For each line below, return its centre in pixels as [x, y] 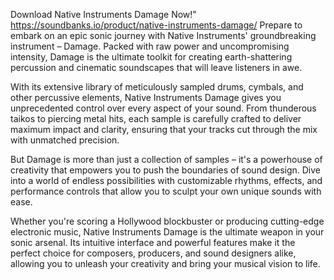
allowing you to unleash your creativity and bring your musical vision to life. [165, 263]
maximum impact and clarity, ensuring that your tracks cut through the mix [164, 129]
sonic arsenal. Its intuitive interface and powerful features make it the [153, 242]
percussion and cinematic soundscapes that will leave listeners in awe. [156, 67]
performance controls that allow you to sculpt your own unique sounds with [166, 191]
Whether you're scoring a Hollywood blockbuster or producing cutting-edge [167, 221]
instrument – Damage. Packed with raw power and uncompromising [150, 46]
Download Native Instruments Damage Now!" [103, 14]
